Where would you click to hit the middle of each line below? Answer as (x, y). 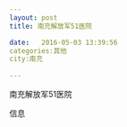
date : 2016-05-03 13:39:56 (63, 42)
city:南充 (26, 59)
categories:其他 (38, 50)
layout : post (34, 18)
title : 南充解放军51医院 (51, 26)
